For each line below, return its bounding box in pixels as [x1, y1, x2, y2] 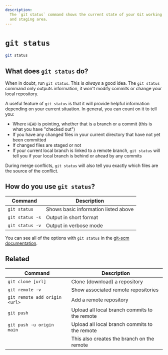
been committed [12, 137, 46, 143]
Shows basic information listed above [45, 206, 134, 213]
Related [5, 255, 30, 263]
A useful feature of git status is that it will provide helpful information [5, 101, 150, 106]
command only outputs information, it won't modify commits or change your [5, 86, 162, 91]
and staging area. [9, 17, 48, 22]
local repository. [5, 91, 38, 97]
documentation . [5, 240, 38, 246]
